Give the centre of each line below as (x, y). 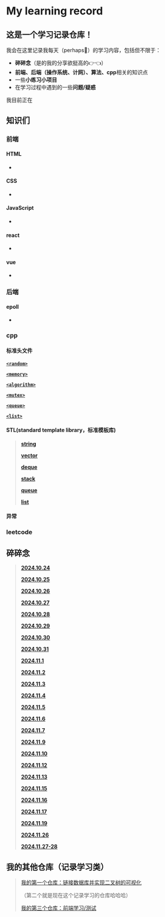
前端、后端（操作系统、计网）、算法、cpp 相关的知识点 (81, 72)
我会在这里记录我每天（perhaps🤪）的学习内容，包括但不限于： (84, 50)
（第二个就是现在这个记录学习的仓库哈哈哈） (76, 895)
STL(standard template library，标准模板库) (61, 430)
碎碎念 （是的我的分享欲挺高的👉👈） (60, 63)
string (28, 444)
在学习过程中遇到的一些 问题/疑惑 (55, 87)
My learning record (55, 11)
